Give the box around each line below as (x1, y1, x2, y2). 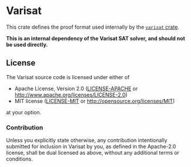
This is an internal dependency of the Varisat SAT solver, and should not (6, 35, 186, 42)
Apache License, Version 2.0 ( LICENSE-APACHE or (14, 85, 138, 92)
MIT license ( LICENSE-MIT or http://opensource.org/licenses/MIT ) (14, 97, 175, 104)
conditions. (6, 155, 33, 162)
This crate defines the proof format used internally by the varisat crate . (6, 23, 180, 30)
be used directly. (6, 41, 48, 48)
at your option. (6, 108, 42, 115)
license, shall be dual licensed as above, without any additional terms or (6, 149, 180, 156)
